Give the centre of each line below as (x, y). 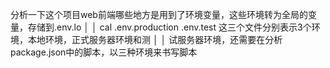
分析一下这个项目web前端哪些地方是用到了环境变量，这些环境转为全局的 (159, 14)
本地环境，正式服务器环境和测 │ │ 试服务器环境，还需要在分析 (155, 39)
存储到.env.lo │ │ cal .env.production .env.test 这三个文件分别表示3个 (169, 27)
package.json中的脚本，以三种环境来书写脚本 (104, 52)
